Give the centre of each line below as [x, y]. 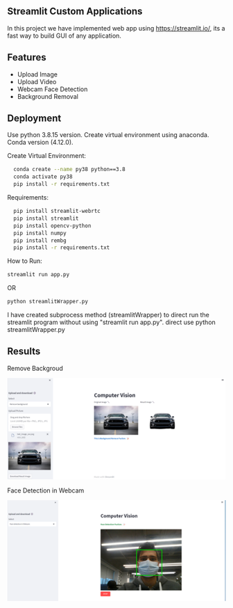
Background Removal [48, 96]
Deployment [34, 119]
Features [27, 57]
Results [24, 352]
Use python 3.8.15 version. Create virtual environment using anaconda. [108, 135]
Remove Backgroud [35, 368]
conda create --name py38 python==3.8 [70, 170]
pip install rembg [40, 240]
